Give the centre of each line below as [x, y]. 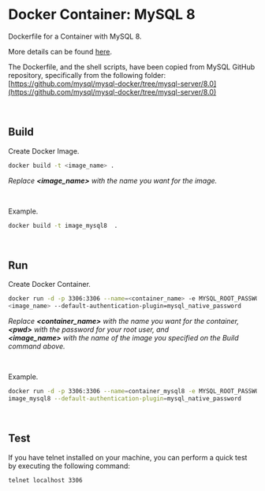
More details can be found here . [60, 51]
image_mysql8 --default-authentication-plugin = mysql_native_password [125, 398]
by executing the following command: [69, 466]
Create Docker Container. [49, 285]
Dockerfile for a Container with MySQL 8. [75, 36]
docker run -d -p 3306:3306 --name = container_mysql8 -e [102, 392]
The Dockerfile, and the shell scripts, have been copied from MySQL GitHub [132, 67]
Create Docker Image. [44, 151]
